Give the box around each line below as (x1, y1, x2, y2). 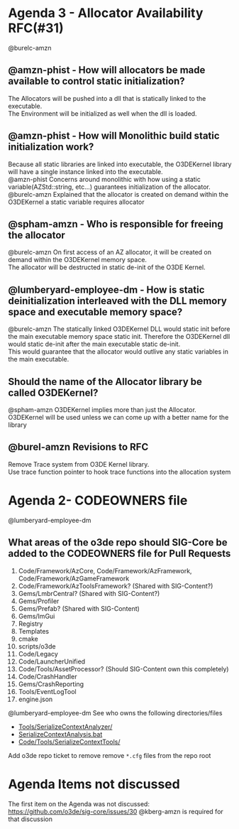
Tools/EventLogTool (18, 687, 77, 695)
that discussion (8, 815, 52, 823)
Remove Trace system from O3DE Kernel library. (8, 460, 150, 468)
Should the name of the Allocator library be (8, 375, 203, 388)
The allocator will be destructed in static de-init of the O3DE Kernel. (8, 263, 206, 271)
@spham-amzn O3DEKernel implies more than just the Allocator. (8, 406, 197, 413)
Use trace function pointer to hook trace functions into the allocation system (8, 467, 231, 476)
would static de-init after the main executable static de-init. (8, 340, 181, 349)
